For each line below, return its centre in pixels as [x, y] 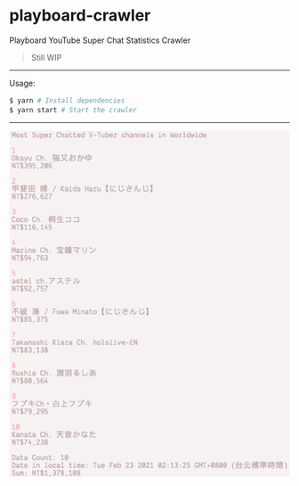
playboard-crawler [80, 16]
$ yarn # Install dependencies [67, 100]
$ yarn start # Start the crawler [73, 110]
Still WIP [46, 57]
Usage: [22, 83]
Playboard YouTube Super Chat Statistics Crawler [100, 40]
